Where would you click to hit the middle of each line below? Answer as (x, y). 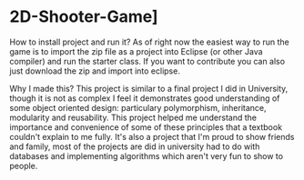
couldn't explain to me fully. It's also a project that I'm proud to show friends (152, 136)
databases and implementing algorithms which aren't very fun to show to (147, 155)
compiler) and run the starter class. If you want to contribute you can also (147, 61)
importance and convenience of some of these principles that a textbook (146, 127)
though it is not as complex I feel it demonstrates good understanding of (145, 98)
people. (24, 165)
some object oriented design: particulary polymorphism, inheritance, (138, 107)
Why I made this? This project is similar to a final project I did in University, (149, 88)
